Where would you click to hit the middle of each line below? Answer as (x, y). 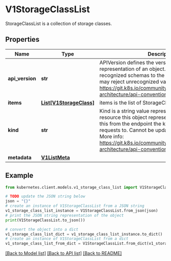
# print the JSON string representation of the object (65, 215)
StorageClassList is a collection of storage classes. (59, 23)
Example (19, 176)
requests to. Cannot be (127, 130)
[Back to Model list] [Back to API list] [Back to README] (64, 253)
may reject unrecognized (129, 82)
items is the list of (120, 102)
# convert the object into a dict (42, 229)
